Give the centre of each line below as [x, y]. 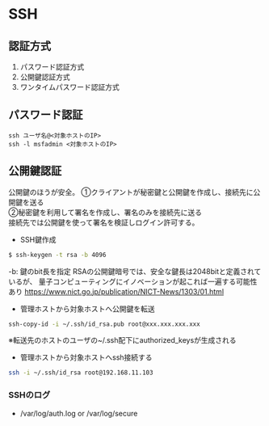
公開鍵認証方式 [45, 77]
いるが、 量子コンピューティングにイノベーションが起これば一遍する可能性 [133, 281]
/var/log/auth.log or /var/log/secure [79, 413]
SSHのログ [29, 395]
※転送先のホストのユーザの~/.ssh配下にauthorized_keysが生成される [122, 340]
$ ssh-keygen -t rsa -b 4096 [57, 255]
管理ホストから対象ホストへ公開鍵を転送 [87, 309]
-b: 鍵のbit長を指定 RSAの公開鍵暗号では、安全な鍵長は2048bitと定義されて [135, 271]
